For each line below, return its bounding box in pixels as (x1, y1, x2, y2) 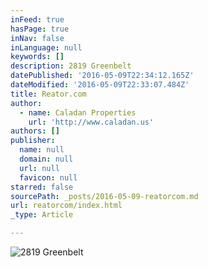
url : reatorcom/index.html (10, 201, 123, 211)
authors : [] (10, 126, 60, 136)
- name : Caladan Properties (19, 107, 137, 118)
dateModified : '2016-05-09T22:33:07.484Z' (10, 80, 190, 90)
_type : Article (10, 210, 74, 220)
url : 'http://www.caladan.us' (28, 117, 155, 127)
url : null (19, 163, 60, 173)
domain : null (19, 154, 74, 164)
